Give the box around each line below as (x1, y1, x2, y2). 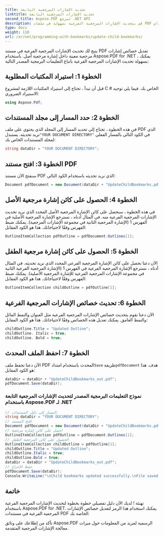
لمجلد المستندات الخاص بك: (5, 137, 56, 143)
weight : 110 (5, 30, 29, 35)
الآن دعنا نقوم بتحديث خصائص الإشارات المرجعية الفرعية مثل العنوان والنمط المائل (5, 312, 154, 318)
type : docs (5, 25, 27, 30)
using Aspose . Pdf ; (5, 100, 42, 105)
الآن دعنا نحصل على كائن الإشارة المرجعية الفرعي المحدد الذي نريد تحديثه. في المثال (5, 260, 158, 266)
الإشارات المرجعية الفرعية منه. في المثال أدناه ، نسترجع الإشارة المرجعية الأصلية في (5, 214, 157, 220)
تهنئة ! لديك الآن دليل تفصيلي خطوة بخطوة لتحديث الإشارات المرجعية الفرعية (5, 500, 144, 506)
